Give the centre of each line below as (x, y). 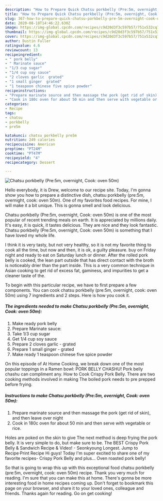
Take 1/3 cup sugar (31, 334)
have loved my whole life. (30, 235)
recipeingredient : (24, 55)
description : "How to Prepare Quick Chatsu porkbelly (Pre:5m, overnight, (82, 9)
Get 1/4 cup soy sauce (34, 339)
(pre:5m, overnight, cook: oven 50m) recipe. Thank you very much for (75, 473)
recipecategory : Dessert (30, 162)
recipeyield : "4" (23, 158)
